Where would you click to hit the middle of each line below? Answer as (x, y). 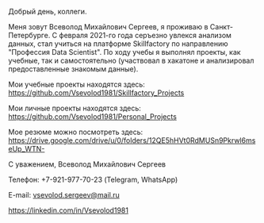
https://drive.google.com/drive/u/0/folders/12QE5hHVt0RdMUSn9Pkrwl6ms (132, 140)
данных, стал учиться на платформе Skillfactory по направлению (118, 44)
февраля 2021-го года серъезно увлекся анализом (145, 35)
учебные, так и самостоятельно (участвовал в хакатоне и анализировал (131, 60)
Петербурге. (29, 35)
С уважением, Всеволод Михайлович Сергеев (87, 164)
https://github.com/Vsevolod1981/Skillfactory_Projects (96, 93)
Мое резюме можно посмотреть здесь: (76, 132)
